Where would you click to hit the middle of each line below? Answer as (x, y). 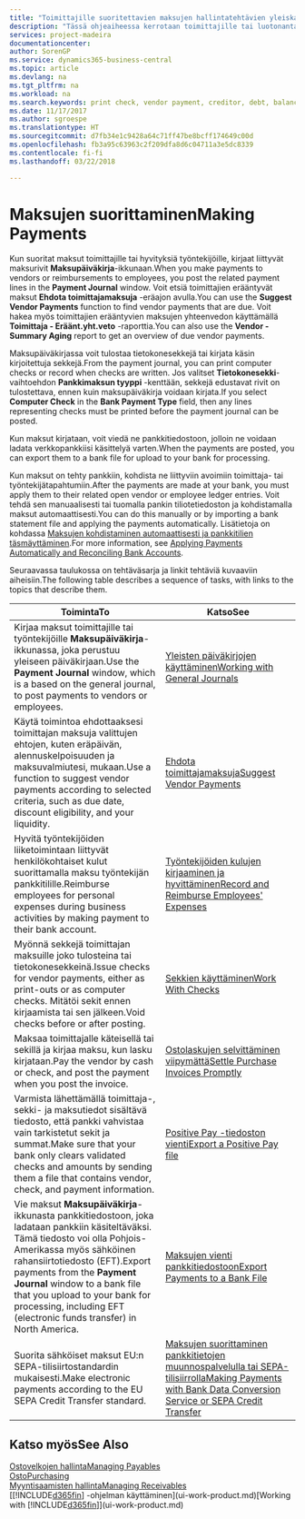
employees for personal (64, 896)
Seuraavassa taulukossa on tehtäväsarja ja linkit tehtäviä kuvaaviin (133, 571)
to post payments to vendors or (81, 696)
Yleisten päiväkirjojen (211, 656)
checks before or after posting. (80, 1024)
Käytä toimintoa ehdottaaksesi (79, 721)
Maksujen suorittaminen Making (133, 214)
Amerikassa (39, 1250)
